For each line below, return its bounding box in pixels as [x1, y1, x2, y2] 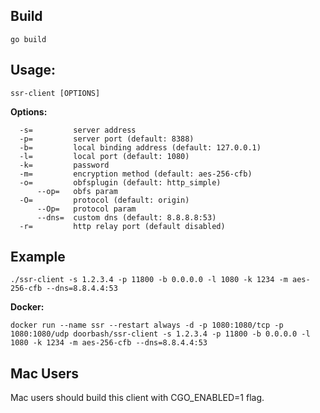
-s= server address [19, 125, 137, 135]
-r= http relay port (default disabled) [19, 221, 226, 231]
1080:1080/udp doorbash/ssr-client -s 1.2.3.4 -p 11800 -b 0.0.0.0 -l [10, 329, 311, 339]
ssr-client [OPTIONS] [10, 88, 101, 98]
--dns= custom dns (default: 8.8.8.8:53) [36, 212, 217, 223]
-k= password [19, 160, 110, 170]
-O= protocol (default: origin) [19, 195, 190, 205]
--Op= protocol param [36, 204, 137, 214]
